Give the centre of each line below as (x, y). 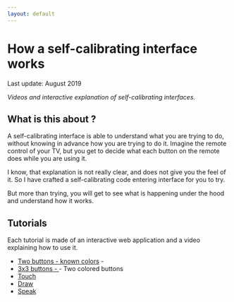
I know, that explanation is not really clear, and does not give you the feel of (117, 172)
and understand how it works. (50, 201)
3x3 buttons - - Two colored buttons (70, 269)
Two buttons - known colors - (61, 261)
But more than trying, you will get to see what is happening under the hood (116, 193)
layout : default (31, 14)
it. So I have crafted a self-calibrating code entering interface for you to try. (116, 180)
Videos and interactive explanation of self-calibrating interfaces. (101, 97)
